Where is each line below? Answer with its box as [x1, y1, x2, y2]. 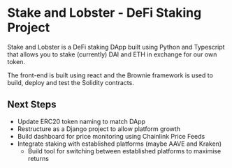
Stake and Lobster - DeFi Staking [7, 5, 202, 21]
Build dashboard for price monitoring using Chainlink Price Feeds [17, 132, 205, 140]
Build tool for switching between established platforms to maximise [27, 146, 222, 155]
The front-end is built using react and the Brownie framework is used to [7, 71, 213, 79]
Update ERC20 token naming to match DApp [17, 117, 145, 125]
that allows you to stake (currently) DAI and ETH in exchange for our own [7, 50, 217, 59]
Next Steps [7, 99, 57, 111]
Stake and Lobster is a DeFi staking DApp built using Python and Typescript [7, 43, 225, 51]
